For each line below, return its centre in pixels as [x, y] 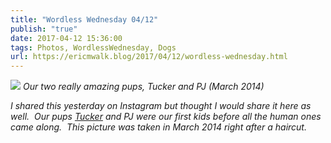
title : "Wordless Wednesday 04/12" [84, 19]
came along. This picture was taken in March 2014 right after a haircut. [158, 127]
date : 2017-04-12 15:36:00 [66, 38]
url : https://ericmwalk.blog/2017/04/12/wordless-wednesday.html [149, 57]
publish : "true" [44, 29]
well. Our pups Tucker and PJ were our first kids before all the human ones [166, 117]
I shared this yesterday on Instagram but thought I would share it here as [161, 106]
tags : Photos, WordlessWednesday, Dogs [93, 47]
